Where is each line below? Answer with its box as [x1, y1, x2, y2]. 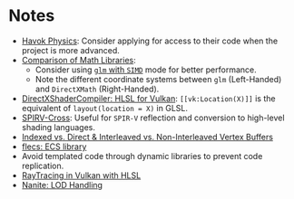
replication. [21, 160, 64, 171]
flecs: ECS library [21, 141, 87, 152]
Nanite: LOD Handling [21, 179, 103, 190]
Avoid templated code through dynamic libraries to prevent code [21, 150, 263, 161]
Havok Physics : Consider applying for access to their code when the [21, 35, 279, 46]
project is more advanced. [21, 44, 120, 55]
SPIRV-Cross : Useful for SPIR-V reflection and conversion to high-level [21, 112, 285, 123]
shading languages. [21, 121, 96, 132]
